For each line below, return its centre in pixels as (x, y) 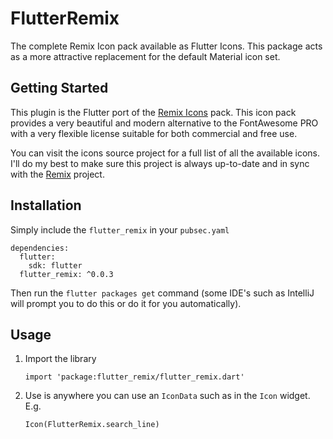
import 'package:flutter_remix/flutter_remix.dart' (134, 377)
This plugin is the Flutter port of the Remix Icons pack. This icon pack (153, 112)
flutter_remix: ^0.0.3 (66, 274)
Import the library (60, 359)
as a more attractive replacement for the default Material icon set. (145, 56)
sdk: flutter (55, 265)
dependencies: (40, 248)
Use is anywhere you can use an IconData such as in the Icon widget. (167, 396)
